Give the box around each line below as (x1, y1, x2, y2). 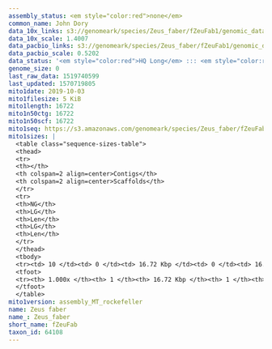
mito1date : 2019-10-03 (8, 87, 85, 96)
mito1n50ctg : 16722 (8, 110, 74, 118)
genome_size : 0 (8, 65, 60, 73)
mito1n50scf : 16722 (8, 117, 74, 126)
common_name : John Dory (8, 19, 89, 28)
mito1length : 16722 (8, 102, 74, 110)
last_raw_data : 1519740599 (8, 72, 100, 80)
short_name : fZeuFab (8, 321, 79, 329)
